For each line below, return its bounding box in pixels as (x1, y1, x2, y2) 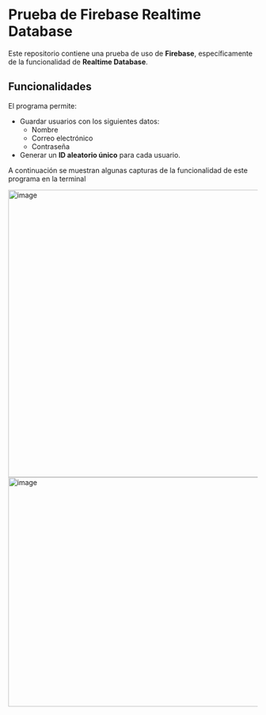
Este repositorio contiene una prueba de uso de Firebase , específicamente (8, 48, 253, 58)
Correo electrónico (31, 133, 93, 143)
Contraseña (31, 141, 70, 151)
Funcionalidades (8, 80, 93, 94)
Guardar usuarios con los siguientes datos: (19, 117, 160, 126)
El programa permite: (8, 101, 78, 110)
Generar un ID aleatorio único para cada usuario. (19, 150, 180, 159)
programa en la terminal (8, 174, 86, 183)
